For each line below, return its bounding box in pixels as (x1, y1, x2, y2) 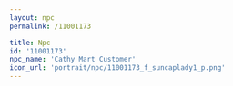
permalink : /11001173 (9, 22, 92, 31)
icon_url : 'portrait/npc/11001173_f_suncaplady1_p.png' (9, 63, 226, 72)
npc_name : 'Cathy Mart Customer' (9, 55, 137, 64)
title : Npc (9, 38, 51, 47)
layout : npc (9, 13, 55, 23)
